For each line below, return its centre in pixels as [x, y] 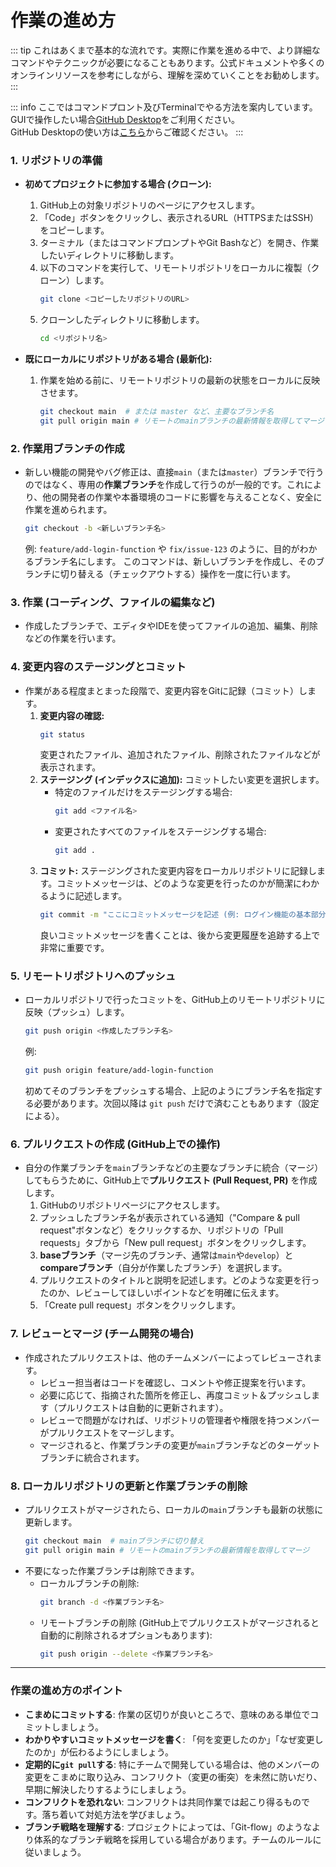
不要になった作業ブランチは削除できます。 [112, 1570]
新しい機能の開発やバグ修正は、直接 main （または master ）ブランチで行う [174, 472]
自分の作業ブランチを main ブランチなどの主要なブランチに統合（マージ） [174, 1168]
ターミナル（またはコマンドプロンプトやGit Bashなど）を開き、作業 [179, 243]
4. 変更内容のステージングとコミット [98, 667]
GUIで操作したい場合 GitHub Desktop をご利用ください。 [125, 119]
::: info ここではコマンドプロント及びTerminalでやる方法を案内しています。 [164, 107]
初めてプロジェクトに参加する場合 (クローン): [118, 184]
